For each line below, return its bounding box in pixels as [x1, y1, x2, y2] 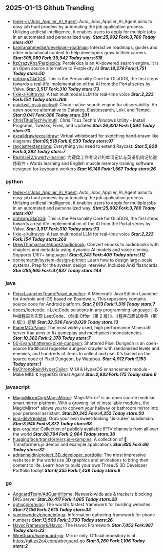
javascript [5, 384, 30, 391]
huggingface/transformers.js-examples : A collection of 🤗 [12, 437, 127, 442]
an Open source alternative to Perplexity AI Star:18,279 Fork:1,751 [12, 66, 146, 71]
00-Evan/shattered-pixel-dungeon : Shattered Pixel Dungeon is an [12, 340, 145, 346]
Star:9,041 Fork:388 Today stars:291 [12, 112, 89, 118]
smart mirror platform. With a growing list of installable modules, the [12, 400, 150, 406]
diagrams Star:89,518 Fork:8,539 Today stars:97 [12, 138, 114, 144]
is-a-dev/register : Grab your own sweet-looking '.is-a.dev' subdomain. [12, 415, 155, 421]
